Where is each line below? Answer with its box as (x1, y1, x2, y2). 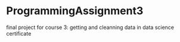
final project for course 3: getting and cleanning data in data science (6, 24, 175, 31)
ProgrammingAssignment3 (6, 4, 144, 18)
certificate (6, 30, 32, 37)
